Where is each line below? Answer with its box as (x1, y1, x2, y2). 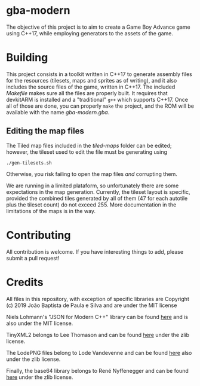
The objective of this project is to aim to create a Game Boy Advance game (6, 23, 190, 31)
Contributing (6, 228, 71, 242)
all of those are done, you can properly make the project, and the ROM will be (6, 102, 194, 110)
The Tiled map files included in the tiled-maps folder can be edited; (6, 142, 172, 149)
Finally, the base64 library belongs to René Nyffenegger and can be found (6, 367, 189, 374)
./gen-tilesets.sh (6, 160, 52, 166)
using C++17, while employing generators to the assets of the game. (6, 29, 174, 37)
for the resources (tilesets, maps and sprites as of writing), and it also (6, 77, 177, 84)
